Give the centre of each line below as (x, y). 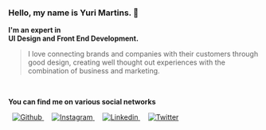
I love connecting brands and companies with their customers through (143, 54)
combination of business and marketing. (94, 71)
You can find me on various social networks (82, 102)
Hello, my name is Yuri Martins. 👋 (74, 13)
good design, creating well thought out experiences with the (126, 62)
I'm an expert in (35, 30)
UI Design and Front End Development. (74, 38)
